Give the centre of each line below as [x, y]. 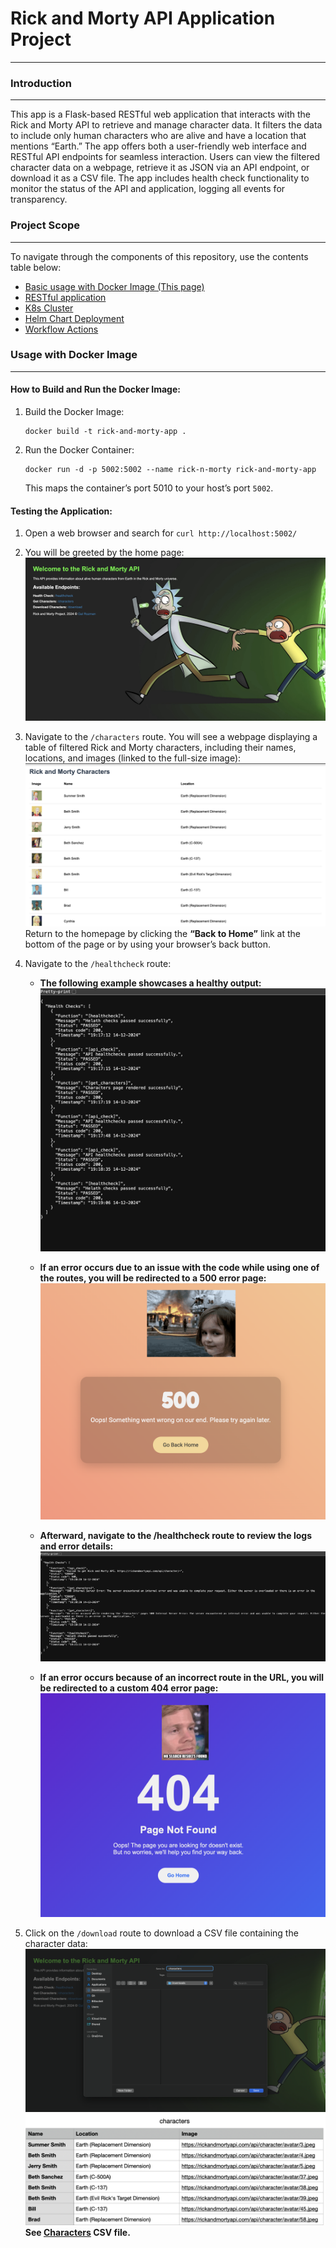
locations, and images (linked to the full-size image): [133, 758]
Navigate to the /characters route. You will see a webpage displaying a [171, 736]
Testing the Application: [61, 511]
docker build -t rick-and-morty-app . [105, 432]
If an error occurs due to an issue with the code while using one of [179, 1268]
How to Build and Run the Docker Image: [95, 389]
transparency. [39, 199]
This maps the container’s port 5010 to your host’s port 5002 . [149, 488]
